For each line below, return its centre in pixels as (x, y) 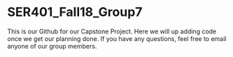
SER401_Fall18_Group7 (75, 12)
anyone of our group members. (52, 46)
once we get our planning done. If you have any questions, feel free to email (117, 38)
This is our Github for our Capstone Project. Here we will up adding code (112, 31)
